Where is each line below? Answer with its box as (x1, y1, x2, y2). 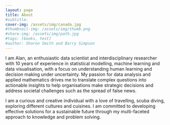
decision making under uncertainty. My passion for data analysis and (5, 71, 151, 77)
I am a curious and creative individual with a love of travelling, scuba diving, (5, 97, 165, 103)
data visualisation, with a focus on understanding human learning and (5, 66, 152, 72)
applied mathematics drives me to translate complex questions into (5, 76, 147, 82)
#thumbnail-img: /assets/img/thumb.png (5, 27, 91, 32)
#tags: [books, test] (5, 36, 52, 41)
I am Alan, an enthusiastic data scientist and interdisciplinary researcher (5, 55, 157, 61)
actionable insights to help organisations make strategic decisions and (5, 82, 154, 88)
